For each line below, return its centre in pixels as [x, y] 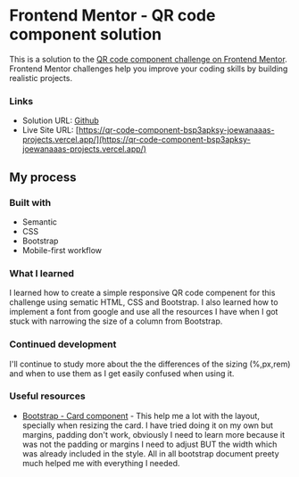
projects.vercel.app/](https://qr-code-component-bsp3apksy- [137, 140]
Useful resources [48, 396]
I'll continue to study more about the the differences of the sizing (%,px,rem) [150, 364]
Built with [30, 202]
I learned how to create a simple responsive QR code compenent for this [142, 293]
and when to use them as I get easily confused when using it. [122, 373]
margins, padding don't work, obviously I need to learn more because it [154, 434]
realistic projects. [41, 78]
